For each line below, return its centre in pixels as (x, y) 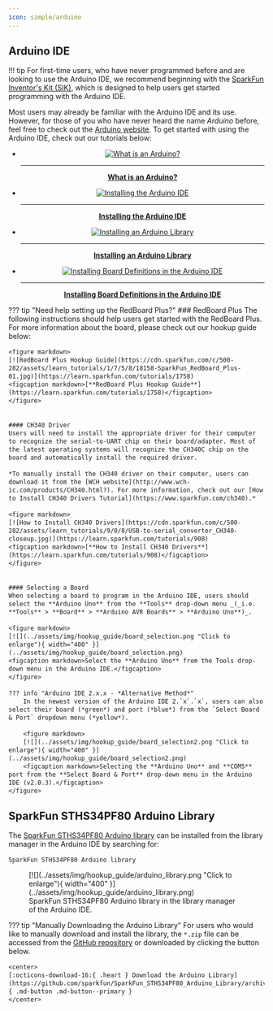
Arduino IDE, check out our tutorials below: (80, 138)
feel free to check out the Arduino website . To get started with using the (129, 129)
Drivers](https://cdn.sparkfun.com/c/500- (169, 523)
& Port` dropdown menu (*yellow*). (69, 718)
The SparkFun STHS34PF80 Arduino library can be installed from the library (136, 835)
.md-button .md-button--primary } (74, 991)
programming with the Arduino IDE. (67, 97)
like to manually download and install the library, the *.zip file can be (124, 934)
